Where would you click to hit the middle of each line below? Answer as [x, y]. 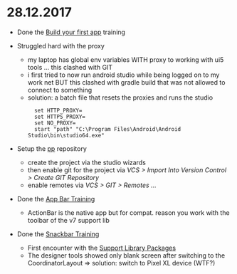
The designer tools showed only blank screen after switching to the [126, 255]
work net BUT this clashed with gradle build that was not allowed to [126, 82]
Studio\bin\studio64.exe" [66, 135]
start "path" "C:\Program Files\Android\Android [107, 129]
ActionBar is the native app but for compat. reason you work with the [128, 212]
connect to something [60, 90]
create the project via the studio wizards [87, 162]
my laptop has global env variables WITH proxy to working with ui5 [126, 59]
